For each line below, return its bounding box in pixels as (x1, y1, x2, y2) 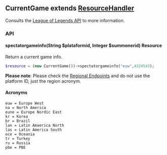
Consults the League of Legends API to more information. (5, 17, 125, 23)
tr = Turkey (5, 136, 30, 141)
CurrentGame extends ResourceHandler (5, 4, 135, 13)
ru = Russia (5, 141, 30, 146)
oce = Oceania (5, 132, 35, 137)
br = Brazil (5, 119, 30, 124)
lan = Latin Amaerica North (5, 123, 65, 128)
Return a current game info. (5, 54, 63, 60)
